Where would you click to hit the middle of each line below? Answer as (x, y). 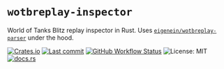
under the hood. (51, 38)
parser (17, 38)
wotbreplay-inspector (70, 12)
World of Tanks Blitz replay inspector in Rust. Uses (80, 30)
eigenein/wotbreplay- (185, 31)
